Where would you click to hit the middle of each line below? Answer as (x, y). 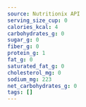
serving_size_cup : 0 (38, 20)
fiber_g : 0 (23, 46)
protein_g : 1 (26, 53)
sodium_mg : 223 (30, 79)
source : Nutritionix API (44, 14)
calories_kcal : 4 (33, 27)
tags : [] (20, 92)
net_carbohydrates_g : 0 (42, 86)
